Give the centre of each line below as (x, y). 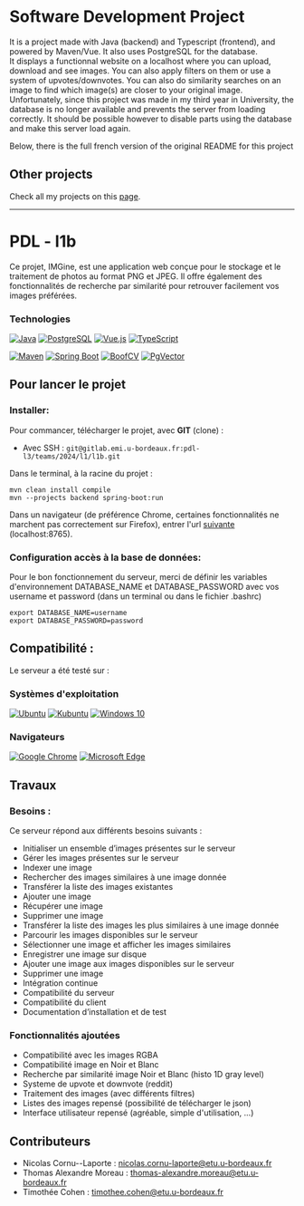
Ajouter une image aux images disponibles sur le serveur (128, 964)
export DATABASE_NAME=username (68, 613)
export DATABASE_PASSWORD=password (76, 621)
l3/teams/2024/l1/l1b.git (71, 456)
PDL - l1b (43, 241)
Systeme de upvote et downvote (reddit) (98, 1084)
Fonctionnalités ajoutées (65, 1035)
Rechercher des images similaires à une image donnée (124, 877)
